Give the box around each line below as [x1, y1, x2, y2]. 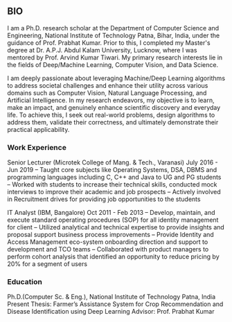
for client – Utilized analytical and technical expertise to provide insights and [7, 223, 225, 231]
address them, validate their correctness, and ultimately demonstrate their [7, 117, 219, 126]
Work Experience [7, 142, 67, 152]
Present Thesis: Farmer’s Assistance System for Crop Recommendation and [7, 300, 224, 308]
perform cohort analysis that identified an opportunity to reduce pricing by [7, 252, 220, 261]
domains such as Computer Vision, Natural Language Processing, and [7, 88, 207, 97]
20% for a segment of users [7, 260, 88, 268]
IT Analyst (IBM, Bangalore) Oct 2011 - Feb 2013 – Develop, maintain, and [7, 209, 215, 217]
